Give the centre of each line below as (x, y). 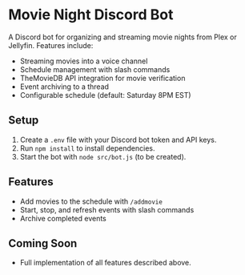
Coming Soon (43, 243)
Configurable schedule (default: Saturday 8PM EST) (105, 95)
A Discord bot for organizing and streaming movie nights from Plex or (123, 37)
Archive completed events (63, 218)
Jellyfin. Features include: (51, 45)
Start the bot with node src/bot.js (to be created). (103, 156)
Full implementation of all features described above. (106, 263)
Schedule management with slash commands (95, 69)
